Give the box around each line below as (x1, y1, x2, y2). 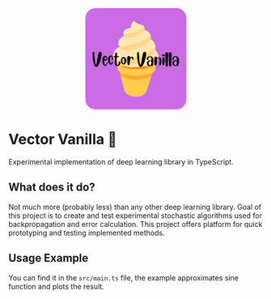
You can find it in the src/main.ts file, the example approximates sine (8, 272, 239, 283)
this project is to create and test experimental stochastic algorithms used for (8, 211, 263, 220)
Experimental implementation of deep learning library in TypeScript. (8, 156, 235, 166)
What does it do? (8, 181, 95, 194)
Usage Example (8, 251, 89, 265)
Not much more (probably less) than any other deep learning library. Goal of (8, 202, 262, 211)
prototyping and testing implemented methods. (8, 228, 165, 237)
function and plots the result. (8, 281, 105, 291)
